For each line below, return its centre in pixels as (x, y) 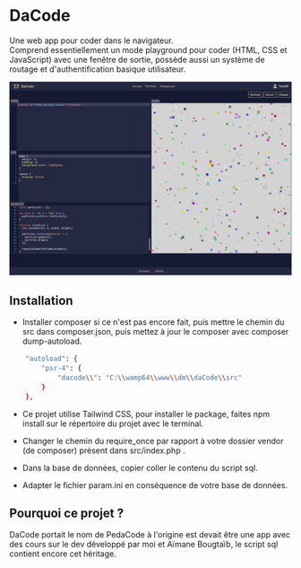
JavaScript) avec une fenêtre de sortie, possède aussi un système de (138, 59)
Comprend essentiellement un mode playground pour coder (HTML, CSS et (148, 49)
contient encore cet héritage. (63, 554)
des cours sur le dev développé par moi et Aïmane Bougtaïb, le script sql (144, 545)
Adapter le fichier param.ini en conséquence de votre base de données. (155, 485)
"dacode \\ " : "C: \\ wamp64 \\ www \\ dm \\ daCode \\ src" (150, 378)
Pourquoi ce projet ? (66, 514)
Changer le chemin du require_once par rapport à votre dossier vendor (153, 441)
